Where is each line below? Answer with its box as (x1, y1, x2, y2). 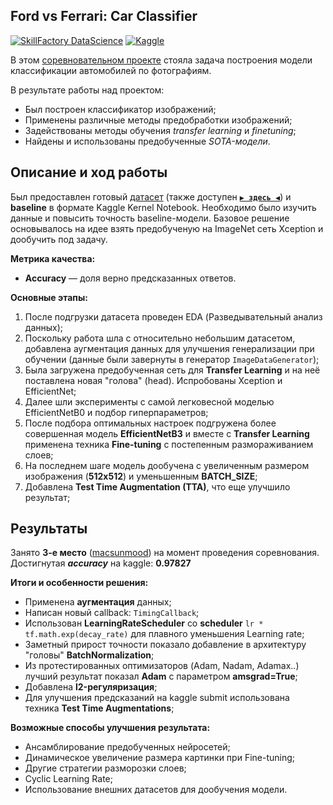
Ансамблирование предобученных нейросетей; (24, 741, 231, 753)
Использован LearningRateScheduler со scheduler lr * (24, 617, 264, 629)
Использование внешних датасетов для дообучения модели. (24, 784, 288, 796)
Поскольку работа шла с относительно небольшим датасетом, (24, 332, 296, 344)
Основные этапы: (10, 291, 88, 303)
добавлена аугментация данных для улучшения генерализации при (24, 342, 315, 354)
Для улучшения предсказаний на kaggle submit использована (24, 692, 290, 704)
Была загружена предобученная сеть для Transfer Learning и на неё (24, 364, 321, 376)
